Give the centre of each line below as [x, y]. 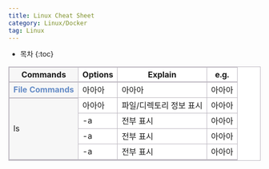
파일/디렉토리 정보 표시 [162, 106]
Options [98, 75]
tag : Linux [26, 30]
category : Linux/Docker [48, 23]
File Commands [44, 90]
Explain [162, 75]
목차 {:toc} [37, 54]
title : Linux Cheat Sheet [51, 16]
